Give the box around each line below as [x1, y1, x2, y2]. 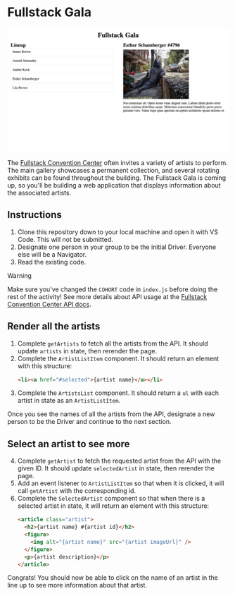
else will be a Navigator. [17, 250, 87, 258]
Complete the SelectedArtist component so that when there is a [17, 494, 205, 503]
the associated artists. [7, 188, 72, 197]
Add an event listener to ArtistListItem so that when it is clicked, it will [17, 479, 224, 487]
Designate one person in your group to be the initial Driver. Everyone [17, 243, 217, 251]
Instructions [7, 209, 62, 221]
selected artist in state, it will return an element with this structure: [17, 501, 210, 510]
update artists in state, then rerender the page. [17, 346, 157, 355]
